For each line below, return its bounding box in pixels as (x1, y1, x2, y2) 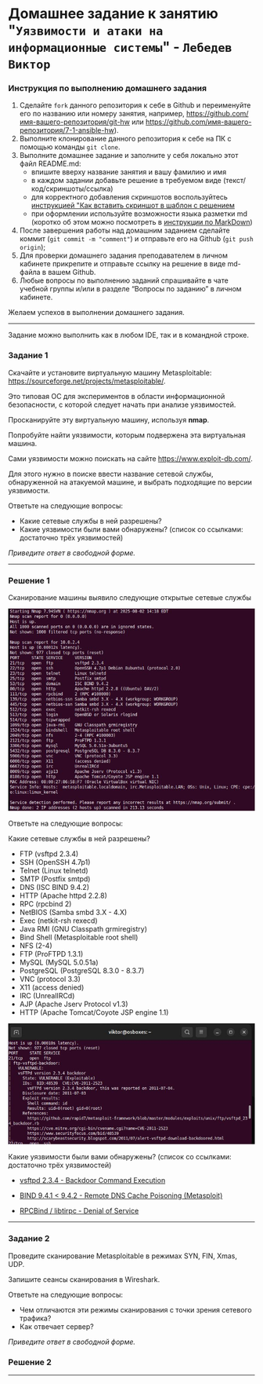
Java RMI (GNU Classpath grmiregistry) (19, 924, 147, 933)
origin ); (19, 243, 46, 252)
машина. (8, 438, 38, 448)
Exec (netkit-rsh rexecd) (19, 916, 98, 925)
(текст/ (222, 176, 247, 185)
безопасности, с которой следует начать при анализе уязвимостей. (8, 400, 236, 409)
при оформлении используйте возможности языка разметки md (31, 209, 248, 218)
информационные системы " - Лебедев (8, 38, 232, 56)
